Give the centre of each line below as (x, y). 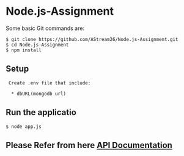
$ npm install (24, 50)
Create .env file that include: (50, 83)
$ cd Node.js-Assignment (37, 45)
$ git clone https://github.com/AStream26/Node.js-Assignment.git (92, 39)
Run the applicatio (41, 112)
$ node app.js (24, 127)
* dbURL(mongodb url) (39, 94)
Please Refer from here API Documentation (89, 145)
